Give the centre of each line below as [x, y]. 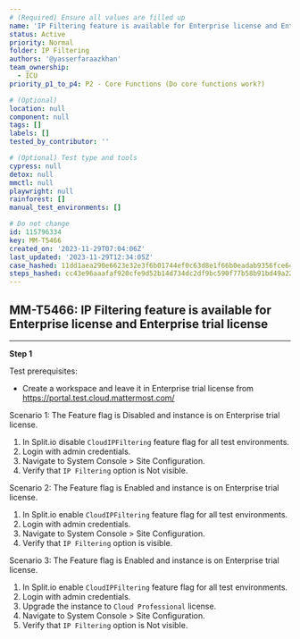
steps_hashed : [36, 273]
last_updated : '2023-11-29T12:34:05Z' [81, 257]
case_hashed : [33, 265]
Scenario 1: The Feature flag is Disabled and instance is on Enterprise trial [145, 415]
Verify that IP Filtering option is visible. [97, 542]
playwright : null [42, 191]
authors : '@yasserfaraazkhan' [66, 59]
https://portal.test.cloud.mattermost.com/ [99, 398]
